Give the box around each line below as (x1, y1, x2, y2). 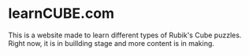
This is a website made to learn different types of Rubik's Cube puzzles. (8, 30, 242, 40)
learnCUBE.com (8, 5, 115, 23)
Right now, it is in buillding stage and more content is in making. (8, 38, 215, 47)
